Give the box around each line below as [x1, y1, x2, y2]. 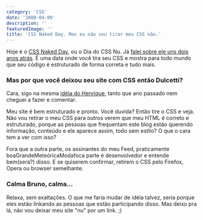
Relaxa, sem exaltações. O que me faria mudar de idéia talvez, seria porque [6, 193, 195, 201]
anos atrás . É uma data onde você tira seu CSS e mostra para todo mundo [6, 55, 191, 62]
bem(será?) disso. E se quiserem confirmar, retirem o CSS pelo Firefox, [6, 158, 184, 165]
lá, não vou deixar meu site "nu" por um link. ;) [6, 207, 122, 214]
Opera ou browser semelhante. [6, 165, 84, 172]
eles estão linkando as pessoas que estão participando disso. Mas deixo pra [6, 200, 197, 207]
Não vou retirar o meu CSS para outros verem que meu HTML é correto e [6, 115, 190, 122]
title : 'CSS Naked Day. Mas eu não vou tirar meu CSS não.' [6, 32, 162, 38]
